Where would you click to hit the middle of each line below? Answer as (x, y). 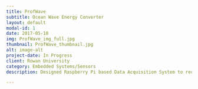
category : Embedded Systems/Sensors (51, 66)
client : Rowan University (38, 61)
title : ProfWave (26, 11)
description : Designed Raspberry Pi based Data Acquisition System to (95, 72)
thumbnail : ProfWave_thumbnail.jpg (50, 45)
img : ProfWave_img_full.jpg (41, 39)
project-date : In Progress (39, 55)
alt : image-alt (25, 50)
